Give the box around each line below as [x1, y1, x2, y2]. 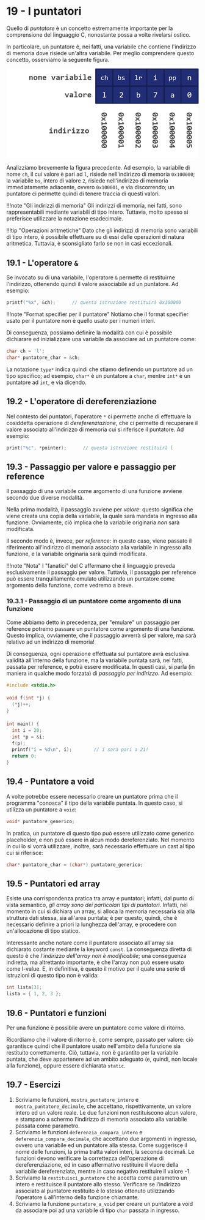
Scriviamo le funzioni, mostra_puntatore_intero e [15, 1096, 139, 1103]
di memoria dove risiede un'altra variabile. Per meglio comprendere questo [6, 49, 195, 56]
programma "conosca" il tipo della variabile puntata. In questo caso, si [6, 799, 183, 807]
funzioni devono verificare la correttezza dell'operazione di [15, 1154, 164, 1162]
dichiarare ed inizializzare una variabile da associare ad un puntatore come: [6, 336, 196, 343]
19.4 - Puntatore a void [6, 777, 95, 787]
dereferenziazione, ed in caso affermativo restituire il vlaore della [15, 1161, 179, 1168]
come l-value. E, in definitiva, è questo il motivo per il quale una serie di [6, 965, 185, 973]
